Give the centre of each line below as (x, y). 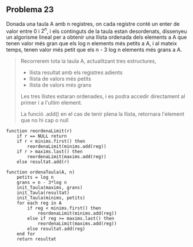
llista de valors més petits (60, 79)
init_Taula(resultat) (43, 193)
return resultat (37, 239)
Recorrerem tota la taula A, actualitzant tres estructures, (88, 61)
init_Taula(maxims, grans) (50, 188)
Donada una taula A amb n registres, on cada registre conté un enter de (93, 24)
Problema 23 (30, 10)
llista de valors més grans (60, 85)
